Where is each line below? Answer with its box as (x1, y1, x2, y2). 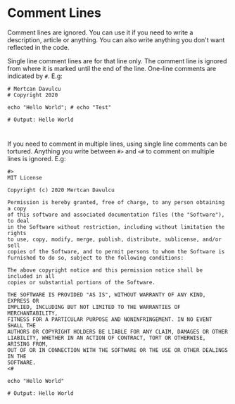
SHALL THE (7, 322, 37, 329)
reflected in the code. (7, 43, 70, 51)
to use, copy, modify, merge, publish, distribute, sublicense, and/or (7, 236, 222, 244)
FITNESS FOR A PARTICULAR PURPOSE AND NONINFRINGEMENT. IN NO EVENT (7, 316, 212, 323)
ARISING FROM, (7, 341, 49, 348)
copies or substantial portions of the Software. (7, 279, 156, 286)
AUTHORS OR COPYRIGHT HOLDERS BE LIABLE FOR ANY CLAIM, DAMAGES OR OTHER (7, 329, 229, 336)
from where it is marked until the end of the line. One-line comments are (7, 64, 217, 72)
